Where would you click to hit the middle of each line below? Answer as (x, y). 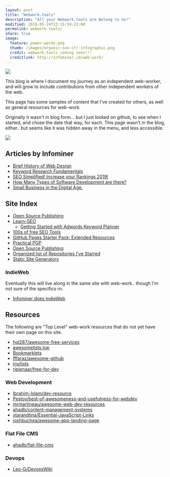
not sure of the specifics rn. (34, 289)
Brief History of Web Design (42, 166)
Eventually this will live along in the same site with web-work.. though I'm (82, 284)
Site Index (21, 203)
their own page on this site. (34, 332)
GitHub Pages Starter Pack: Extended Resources (64, 237)
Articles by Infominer (39, 153)
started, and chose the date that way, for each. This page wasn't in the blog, (85, 123)
